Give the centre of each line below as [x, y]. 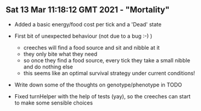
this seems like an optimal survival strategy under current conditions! [109, 73]
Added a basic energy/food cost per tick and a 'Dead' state [88, 24]
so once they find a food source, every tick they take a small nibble [107, 60]
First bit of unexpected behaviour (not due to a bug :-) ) [83, 36]
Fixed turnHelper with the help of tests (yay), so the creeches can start [102, 96]
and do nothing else [48, 67]
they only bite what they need [60, 54]
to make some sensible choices [53, 103]
